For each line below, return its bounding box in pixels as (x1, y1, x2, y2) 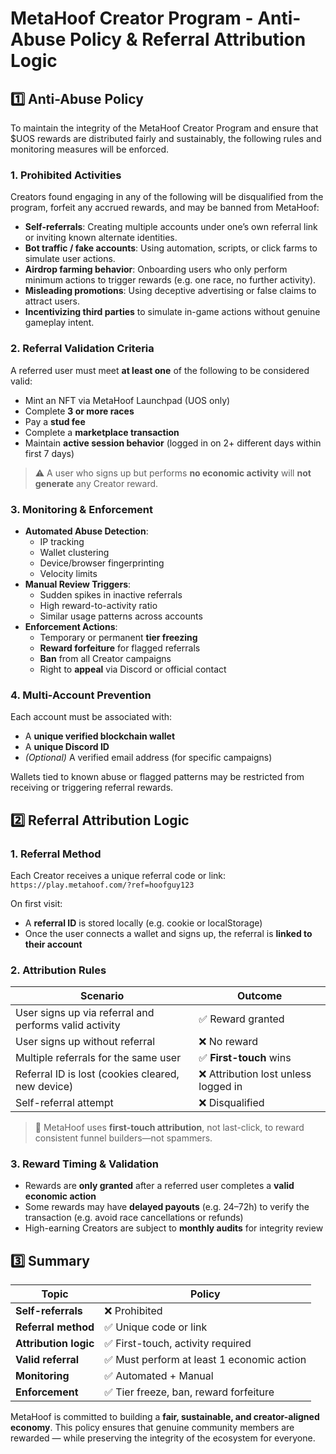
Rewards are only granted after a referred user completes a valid (24, 1180, 295, 1192)
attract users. (24, 295, 80, 307)
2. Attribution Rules (10, 963, 107, 977)
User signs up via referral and (15, 1006, 155, 1020)
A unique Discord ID (24, 741, 110, 753)
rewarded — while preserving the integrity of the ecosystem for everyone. (10, 1432, 316, 1444)
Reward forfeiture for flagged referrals (39, 642, 201, 654)
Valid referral (15, 1353, 80, 1367)
